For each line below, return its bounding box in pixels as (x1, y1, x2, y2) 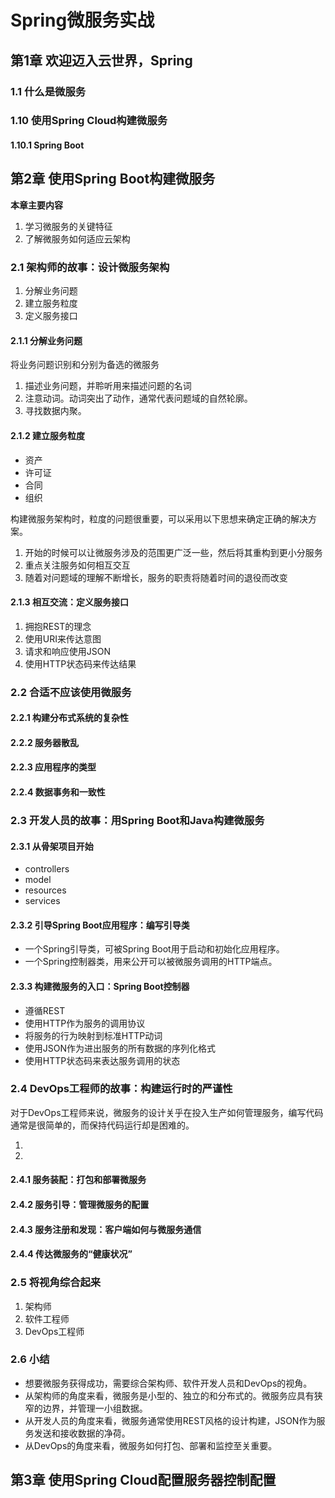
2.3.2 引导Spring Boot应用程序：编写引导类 (10, 919, 190, 931)
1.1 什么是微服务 (10, 84, 87, 98)
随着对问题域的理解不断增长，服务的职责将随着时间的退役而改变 (24, 571, 288, 583)
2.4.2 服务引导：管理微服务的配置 (10, 1199, 150, 1211)
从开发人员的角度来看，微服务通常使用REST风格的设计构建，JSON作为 (24, 1414, 317, 1426)
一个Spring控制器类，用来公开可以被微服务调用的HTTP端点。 (24, 956, 278, 968)
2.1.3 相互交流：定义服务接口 (10, 596, 129, 608)
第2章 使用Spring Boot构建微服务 (10, 171, 216, 188)
